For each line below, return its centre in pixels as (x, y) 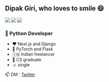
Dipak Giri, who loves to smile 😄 (54, 8)
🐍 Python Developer (29, 33)
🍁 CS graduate (27, 60)
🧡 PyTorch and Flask (32, 49)
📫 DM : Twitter (20, 75)
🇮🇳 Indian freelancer (33, 54)
